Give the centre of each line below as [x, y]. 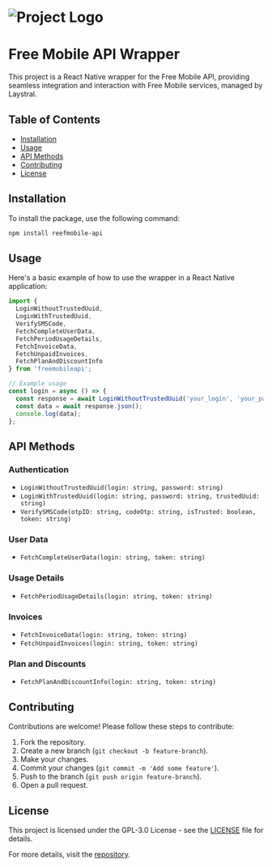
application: [28, 287]
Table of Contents [55, 119]
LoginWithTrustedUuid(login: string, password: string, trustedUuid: [140, 497]
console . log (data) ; [49, 414]
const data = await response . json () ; [79, 406]
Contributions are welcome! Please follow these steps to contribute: [121, 727]
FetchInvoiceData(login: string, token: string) [104, 635]
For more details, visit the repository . [70, 854]
